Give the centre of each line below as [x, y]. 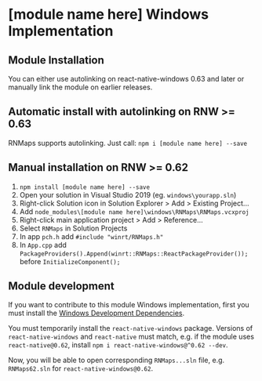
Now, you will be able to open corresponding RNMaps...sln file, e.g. [116, 360]
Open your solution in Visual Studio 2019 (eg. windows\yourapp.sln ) [128, 194]
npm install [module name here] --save [85, 187]
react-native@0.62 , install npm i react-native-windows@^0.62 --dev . [118, 345]
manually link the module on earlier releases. [80, 87]
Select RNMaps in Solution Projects [73, 228]
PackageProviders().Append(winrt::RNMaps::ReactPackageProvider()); [134, 254]
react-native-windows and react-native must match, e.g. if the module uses [131, 337]
